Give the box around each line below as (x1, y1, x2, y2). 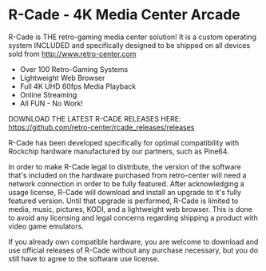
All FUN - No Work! (19, 98, 84, 108)
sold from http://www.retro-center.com (8, 49, 137, 58)
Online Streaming (19, 90, 77, 99)
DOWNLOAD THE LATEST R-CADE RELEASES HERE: (8, 114, 181, 123)
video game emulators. (8, 221, 84, 231)
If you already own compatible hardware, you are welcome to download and (8, 237, 259, 246)
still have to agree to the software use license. (8, 253, 160, 263)
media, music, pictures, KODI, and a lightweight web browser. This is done (8, 204, 253, 213)
